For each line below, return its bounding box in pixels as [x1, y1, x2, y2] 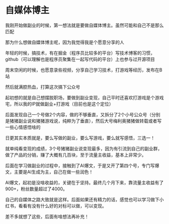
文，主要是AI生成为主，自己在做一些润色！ [5, 169, 94, 175]
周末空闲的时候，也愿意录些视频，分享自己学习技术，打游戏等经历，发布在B [5, 66, 162, 73]
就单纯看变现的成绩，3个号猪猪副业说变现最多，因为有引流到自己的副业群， [5, 145, 162, 152]
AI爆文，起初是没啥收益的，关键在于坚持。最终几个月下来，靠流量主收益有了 [5, 179, 164, 185]
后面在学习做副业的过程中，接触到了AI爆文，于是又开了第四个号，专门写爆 [5, 162, 159, 169]
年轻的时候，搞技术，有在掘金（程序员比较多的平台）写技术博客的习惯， [5, 50, 155, 56]
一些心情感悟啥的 [5, 124, 41, 130]
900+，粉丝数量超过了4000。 [5, 186, 68, 192]
